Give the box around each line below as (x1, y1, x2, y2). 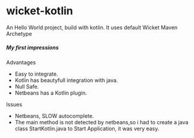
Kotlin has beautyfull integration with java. (14, 76, 118, 84)
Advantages (6, 58, 36, 66)
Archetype (6, 30, 32, 37)
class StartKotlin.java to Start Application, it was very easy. (14, 125, 159, 132)
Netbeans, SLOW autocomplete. (14, 112, 94, 120)
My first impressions (6, 43, 59, 51)
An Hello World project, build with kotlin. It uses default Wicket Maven (6, 24, 178, 31)
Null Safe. (14, 83, 39, 90)
